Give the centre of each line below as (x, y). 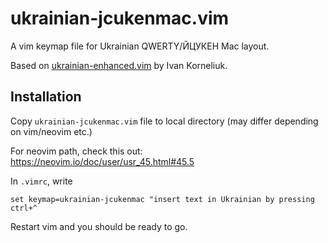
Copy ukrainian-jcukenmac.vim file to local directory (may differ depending (164, 121)
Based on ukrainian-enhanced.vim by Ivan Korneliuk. (119, 65)
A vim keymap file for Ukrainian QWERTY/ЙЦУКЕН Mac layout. (140, 46)
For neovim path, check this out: (76, 151)
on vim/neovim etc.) (51, 131)
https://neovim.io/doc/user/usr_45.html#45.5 (102, 161)
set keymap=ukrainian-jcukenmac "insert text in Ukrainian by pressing (162, 199)
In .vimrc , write (41, 181)
